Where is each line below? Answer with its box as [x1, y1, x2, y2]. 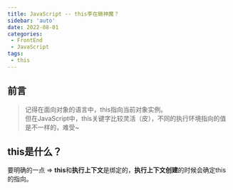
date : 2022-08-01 [7, 23, 59, 31]
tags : [7, 51, 24, 58]
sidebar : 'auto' [7, 17, 56, 24]
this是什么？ [7, 145, 63, 157]
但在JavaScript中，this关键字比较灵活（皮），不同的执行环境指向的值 [24, 114, 227, 122]
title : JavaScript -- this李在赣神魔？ [7, 10, 120, 18]
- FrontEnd [10, 37, 43, 44]
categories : [7, 30, 43, 38]
